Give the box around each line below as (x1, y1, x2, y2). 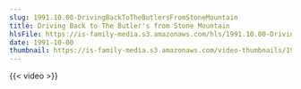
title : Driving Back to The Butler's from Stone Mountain (9, 21, 230, 30)
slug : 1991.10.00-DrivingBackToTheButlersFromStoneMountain (9, 12, 239, 22)
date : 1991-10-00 (9, 37, 74, 47)
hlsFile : (9, 29, 42, 38)
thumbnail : (9, 46, 50, 55)
